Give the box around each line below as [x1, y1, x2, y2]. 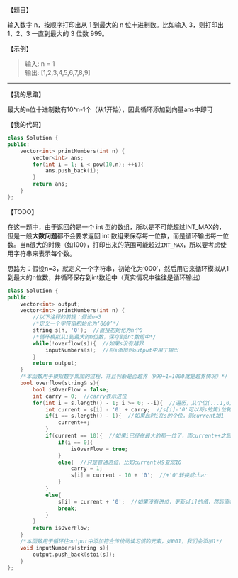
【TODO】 [7, 207, 38, 216]
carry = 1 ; [70, 465, 103, 472]
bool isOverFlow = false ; [33, 386, 110, 393]
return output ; [33, 360, 78, 367]
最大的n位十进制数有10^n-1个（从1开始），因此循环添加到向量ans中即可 [7, 105, 214, 113]
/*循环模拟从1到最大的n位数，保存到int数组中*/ [33, 333, 157, 340]
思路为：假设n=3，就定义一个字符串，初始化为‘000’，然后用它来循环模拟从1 [7, 264, 229, 272]
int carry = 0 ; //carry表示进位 [33, 392, 127, 400]
